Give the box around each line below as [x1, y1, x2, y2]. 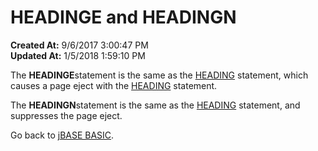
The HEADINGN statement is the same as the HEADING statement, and [10, 99, 301, 111]
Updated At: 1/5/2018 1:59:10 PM [10, 49, 146, 61]
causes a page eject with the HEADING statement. [10, 79, 218, 91]
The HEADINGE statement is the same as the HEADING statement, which [10, 69, 309, 81]
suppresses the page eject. [10, 109, 123, 121]
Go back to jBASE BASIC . [10, 129, 115, 141]
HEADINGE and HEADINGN [10, 6, 237, 29]
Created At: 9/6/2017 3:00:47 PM [10, 39, 149, 51]
